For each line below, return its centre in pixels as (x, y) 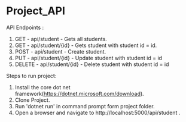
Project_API (36, 11)
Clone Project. (32, 100)
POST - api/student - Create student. (60, 51)
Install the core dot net (42, 87)
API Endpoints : (25, 27)
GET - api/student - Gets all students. (61, 39)
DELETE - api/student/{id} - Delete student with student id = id (92, 64)
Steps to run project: (31, 76)
